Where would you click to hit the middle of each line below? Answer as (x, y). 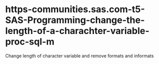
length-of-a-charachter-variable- (77, 31)
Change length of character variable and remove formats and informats (79, 56)
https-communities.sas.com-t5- (75, 9)
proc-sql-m (30, 42)
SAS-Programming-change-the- (75, 20)
